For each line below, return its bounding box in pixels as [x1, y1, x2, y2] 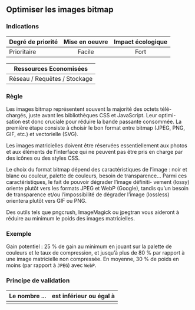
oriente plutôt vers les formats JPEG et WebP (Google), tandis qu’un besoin [6, 184, 189, 192]
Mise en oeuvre [64, 38, 108, 46]
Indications [6, 22, 39, 31]
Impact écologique [114, 38, 168, 46]
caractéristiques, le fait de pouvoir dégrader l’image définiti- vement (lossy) [6, 178, 190, 185]
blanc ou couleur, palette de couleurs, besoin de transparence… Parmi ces [6, 172, 187, 179]
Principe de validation [6, 276, 70, 285]
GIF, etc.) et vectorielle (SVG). [6, 130, 78, 137]
